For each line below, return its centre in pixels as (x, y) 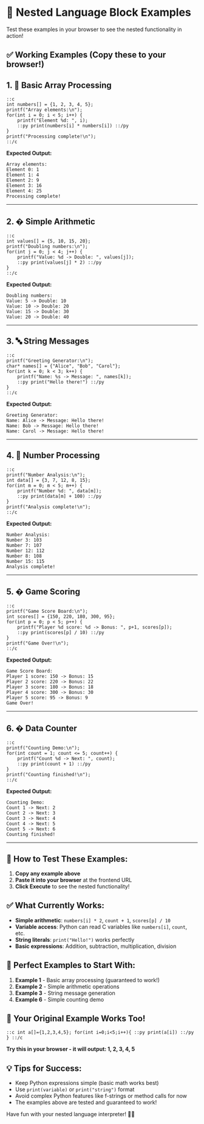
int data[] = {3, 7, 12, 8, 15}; (49, 480)
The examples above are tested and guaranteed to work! (86, 1103)
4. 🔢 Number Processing (53, 455)
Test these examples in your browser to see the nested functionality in (94, 29)
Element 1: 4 (23, 175)
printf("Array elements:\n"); (45, 110)
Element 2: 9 (23, 180)
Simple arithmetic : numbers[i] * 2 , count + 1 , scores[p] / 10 (93, 920)
